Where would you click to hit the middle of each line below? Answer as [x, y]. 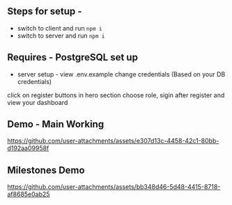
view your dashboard [38, 102]
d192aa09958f [28, 148]
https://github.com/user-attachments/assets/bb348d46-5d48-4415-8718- [114, 187]
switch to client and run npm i [60, 28]
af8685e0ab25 [29, 195]
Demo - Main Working [56, 124]
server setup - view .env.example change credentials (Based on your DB [121, 74]
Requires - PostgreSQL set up [72, 57]
